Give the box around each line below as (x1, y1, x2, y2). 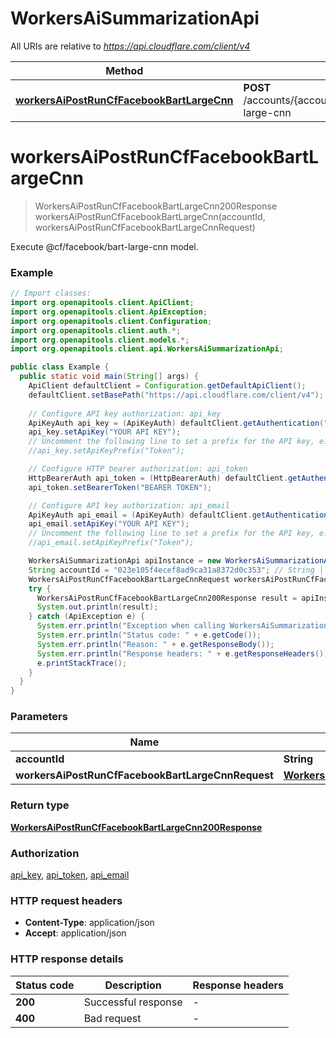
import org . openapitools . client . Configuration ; (10, 316, 213, 326)
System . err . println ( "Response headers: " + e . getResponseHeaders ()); (36, 648, 333, 659)
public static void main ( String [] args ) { (19, 372, 199, 382)
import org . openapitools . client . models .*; (10, 335, 190, 345)
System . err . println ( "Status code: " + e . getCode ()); (36, 630, 262, 641)
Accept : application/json (24, 927, 127, 939)
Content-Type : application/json (24, 917, 155, 929)
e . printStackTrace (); (36, 658, 128, 668)
